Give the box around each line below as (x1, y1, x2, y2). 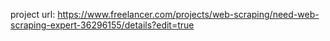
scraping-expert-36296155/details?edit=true (10, 19, 195, 31)
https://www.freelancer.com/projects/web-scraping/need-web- (57, 9, 320, 20)
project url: (10, 9, 56, 20)
